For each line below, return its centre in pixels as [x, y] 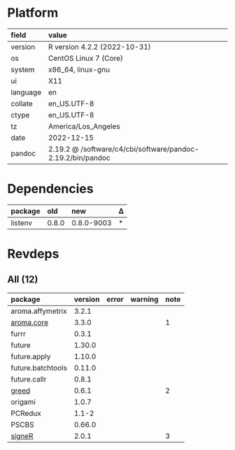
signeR [22, 436]
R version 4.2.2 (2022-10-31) [100, 47]
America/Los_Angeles [84, 126]
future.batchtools [39, 368]
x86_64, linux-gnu [79, 69]
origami [23, 402]
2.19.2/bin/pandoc [79, 157]
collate [22, 103]
